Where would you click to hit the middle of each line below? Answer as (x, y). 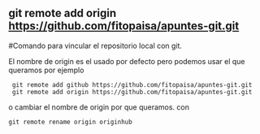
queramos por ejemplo (46, 70)
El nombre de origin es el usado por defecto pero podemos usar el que (127, 61)
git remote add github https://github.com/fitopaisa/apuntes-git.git (132, 84)
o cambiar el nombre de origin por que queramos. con (99, 107)
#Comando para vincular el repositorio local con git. (95, 45)
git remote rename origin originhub (70, 122)
